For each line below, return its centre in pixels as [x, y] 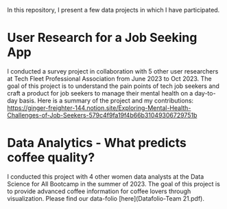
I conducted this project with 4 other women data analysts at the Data [106, 176]
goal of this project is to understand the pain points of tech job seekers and [113, 86]
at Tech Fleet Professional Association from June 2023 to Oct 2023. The [109, 78]
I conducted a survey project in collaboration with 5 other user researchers [113, 71]
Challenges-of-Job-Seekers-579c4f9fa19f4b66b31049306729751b [102, 115]
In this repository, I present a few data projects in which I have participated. [113, 10]
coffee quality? [51, 158]
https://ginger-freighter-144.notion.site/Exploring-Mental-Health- [99, 108]
